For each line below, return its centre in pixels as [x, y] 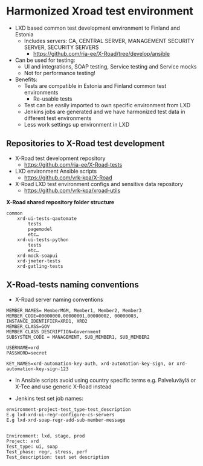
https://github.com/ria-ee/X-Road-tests [73, 164]
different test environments [58, 118]
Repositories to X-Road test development [85, 144]
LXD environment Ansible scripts [56, 171]
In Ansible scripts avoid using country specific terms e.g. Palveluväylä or [105, 380]
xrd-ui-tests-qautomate [47, 218]
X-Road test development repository [60, 158]
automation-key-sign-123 [37, 369]
